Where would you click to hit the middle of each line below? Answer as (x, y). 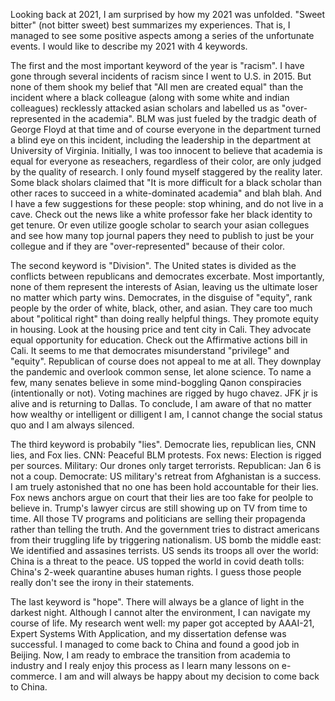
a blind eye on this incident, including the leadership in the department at (161, 140)
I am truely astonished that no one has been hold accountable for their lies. (164, 487)
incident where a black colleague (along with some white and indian (150, 97)
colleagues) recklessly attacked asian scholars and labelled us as (145, 108)
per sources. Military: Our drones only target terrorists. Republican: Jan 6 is (166, 465)
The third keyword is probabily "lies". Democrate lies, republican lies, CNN (163, 444)
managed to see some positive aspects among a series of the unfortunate (162, 35)
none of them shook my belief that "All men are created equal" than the (157, 87)
